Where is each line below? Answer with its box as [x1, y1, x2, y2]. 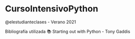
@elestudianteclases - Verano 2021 [5, 19, 76, 25]
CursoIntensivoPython [5, 3, 99, 14]
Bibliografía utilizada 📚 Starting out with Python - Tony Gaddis [5, 29, 130, 34]
